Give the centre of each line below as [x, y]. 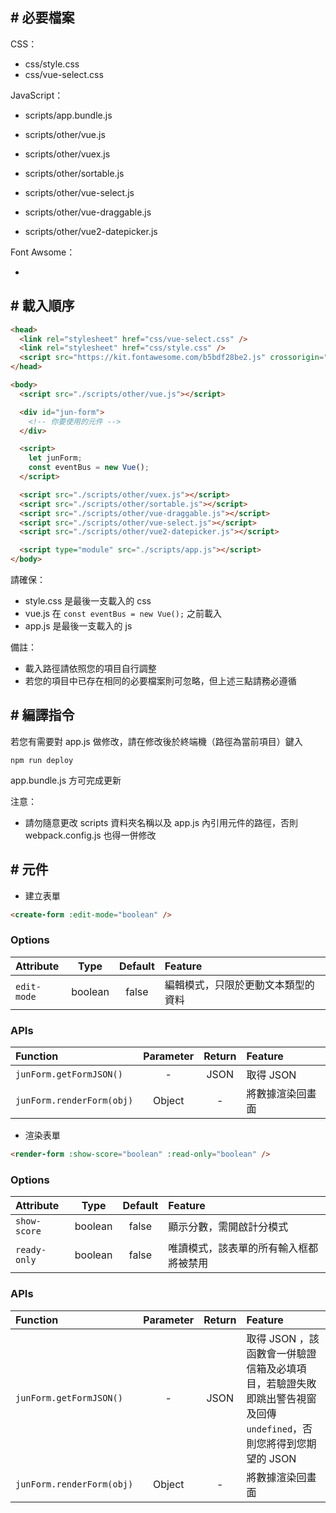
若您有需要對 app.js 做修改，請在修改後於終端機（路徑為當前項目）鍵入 [156, 741]
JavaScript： [37, 95]
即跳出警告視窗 [281, 1398]
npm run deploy [42, 760]
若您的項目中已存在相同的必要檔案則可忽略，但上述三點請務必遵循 [160, 681]
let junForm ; [55, 458]
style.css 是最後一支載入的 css [88, 601]
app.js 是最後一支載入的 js [78, 626]
